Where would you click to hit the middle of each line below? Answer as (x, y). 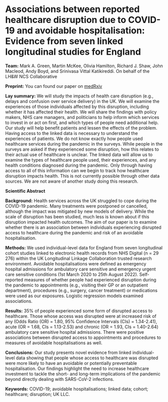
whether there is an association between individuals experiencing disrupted (83, 227)
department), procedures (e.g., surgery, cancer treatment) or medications (81, 290)
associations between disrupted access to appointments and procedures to (83, 337)
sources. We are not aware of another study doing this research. (72, 181)
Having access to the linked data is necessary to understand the (71, 133)
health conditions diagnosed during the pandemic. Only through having (79, 165)
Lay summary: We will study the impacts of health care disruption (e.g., (79, 96)
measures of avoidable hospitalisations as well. (54, 343)
